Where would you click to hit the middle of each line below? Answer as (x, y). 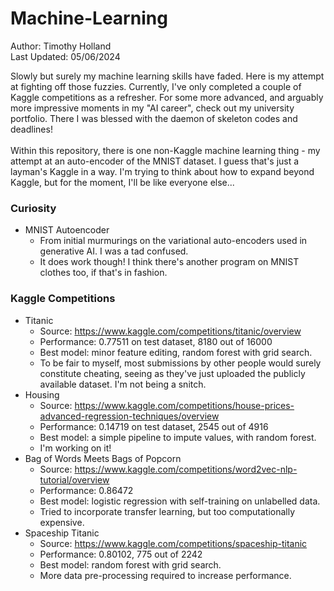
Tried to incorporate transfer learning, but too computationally (167, 511)
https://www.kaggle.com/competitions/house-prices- (184, 405)
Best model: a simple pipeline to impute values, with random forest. (178, 437)
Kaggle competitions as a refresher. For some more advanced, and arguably (167, 97)
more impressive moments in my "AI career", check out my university (152, 108)
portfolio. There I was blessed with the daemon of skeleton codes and (154, 118)
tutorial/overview (74, 479)
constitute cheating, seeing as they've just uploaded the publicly (172, 373)
